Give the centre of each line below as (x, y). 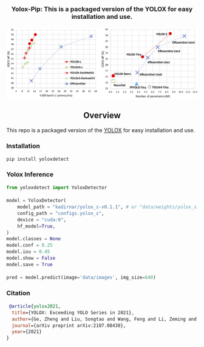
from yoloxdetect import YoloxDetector (57, 188)
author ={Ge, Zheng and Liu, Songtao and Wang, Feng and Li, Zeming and (104, 319)
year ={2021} (27, 332)
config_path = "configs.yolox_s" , (61, 213)
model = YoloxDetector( (36, 201)
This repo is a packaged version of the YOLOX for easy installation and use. (101, 130)
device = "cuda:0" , (42, 220)
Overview (102, 116)
